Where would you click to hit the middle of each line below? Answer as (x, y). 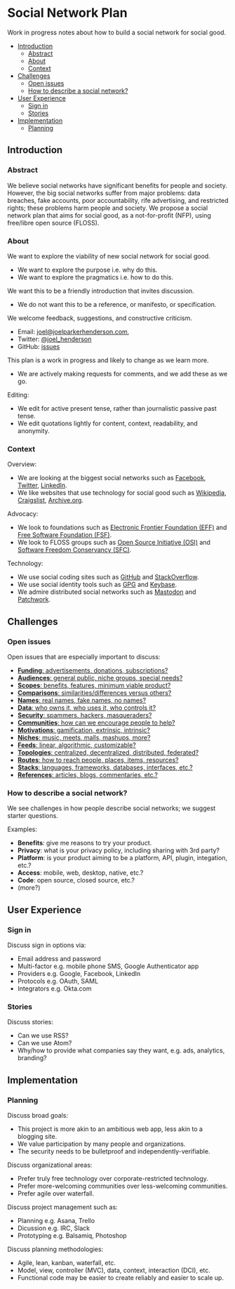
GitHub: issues (39, 346)
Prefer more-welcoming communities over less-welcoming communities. (122, 1186)
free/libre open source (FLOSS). (53, 223)
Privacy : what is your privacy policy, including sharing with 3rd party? (118, 850)
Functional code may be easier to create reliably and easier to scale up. (121, 1277)
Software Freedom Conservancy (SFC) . (74, 550)
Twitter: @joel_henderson (54, 339)
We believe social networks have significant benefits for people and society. (117, 185)
